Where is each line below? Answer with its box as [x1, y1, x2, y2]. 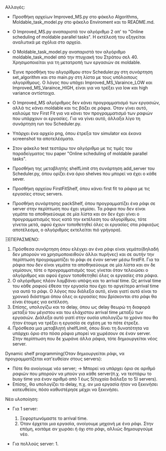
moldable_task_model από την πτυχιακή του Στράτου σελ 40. [12, 54, 139, 60]
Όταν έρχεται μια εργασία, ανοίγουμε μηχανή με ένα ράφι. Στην [19, 421, 154, 426]
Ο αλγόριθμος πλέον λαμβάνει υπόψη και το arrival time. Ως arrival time [12, 278, 162, 283]
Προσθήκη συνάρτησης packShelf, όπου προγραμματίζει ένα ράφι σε [12, 200, 156, 206]
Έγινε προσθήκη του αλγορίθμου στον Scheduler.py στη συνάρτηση [12, 69, 153, 75]
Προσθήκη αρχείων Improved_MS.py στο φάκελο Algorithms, [12, 14, 139, 19]
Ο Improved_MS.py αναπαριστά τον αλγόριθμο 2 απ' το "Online [12, 29, 144, 34]
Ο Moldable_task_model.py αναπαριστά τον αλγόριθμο [12, 49, 126, 55]
